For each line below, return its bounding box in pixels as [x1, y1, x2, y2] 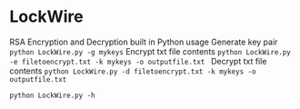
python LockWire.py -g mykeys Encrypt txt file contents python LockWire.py [9, 45, 291, 56]
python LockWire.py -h [9, 91, 95, 100]
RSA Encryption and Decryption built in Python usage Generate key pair [9, 36, 278, 47]
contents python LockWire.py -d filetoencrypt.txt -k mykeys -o [9, 65, 256, 76]
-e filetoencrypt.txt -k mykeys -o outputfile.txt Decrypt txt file [9, 55, 267, 66]
